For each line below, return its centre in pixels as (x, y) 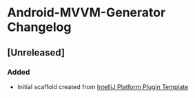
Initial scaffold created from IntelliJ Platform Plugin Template (103, 86)
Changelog (39, 27)
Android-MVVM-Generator (86, 13)
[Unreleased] (36, 52)
